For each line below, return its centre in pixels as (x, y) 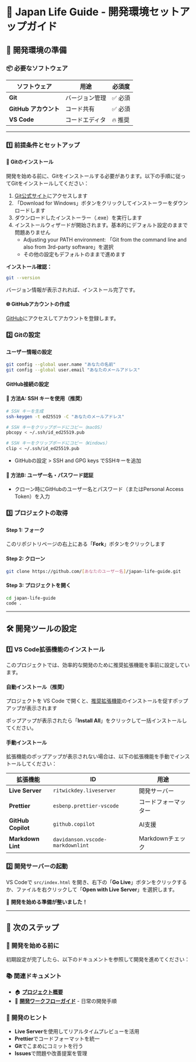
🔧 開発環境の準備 (36, 50)
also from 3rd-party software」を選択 (68, 247)
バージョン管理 (86, 98)
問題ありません (32, 232)
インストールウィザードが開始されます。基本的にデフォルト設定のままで (101, 225)
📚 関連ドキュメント (34, 976)
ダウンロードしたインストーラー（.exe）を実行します (78, 218)
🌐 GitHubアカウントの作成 (38, 304)
